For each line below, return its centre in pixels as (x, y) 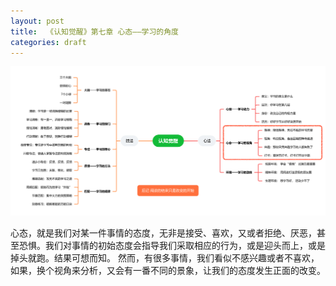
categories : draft (48, 42)
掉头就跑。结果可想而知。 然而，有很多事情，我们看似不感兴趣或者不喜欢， (165, 258)
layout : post (37, 21)
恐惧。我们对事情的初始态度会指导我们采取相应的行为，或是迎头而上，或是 (172, 246)
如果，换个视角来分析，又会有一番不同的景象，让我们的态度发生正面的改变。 (168, 271)
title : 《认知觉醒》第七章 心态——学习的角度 (95, 31)
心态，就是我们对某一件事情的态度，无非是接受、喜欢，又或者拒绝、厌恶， (163, 233)
